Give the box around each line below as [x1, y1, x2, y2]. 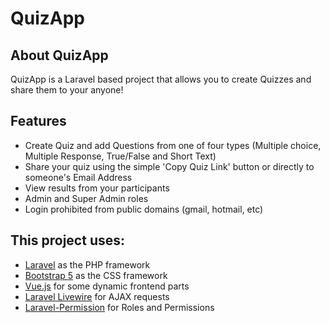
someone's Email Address [24, 171, 133, 183]
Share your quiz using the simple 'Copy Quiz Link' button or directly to [24, 160, 315, 172]
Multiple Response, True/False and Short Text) [24, 150, 217, 162]
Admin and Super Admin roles [24, 192, 149, 204]
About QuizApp [10, 47, 109, 64]
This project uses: [10, 232, 126, 249]
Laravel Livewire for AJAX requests [24, 290, 170, 302]
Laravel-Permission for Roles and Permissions [24, 301, 215, 313]
